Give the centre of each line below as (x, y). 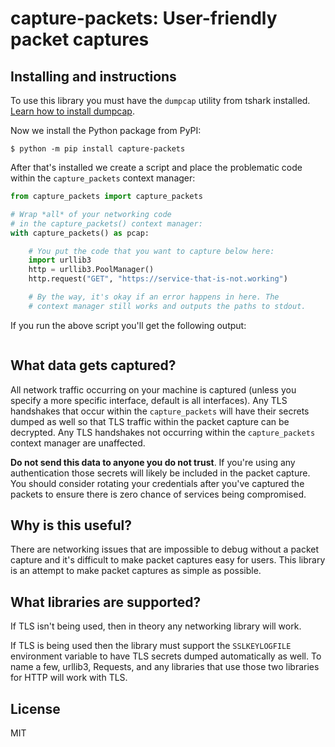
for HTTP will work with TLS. (69, 678)
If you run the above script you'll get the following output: (128, 325)
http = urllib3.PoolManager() (91, 270)
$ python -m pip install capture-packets (98, 149)
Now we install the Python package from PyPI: (106, 130)
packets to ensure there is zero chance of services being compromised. (158, 494)
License (35, 708)
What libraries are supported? (106, 602)
